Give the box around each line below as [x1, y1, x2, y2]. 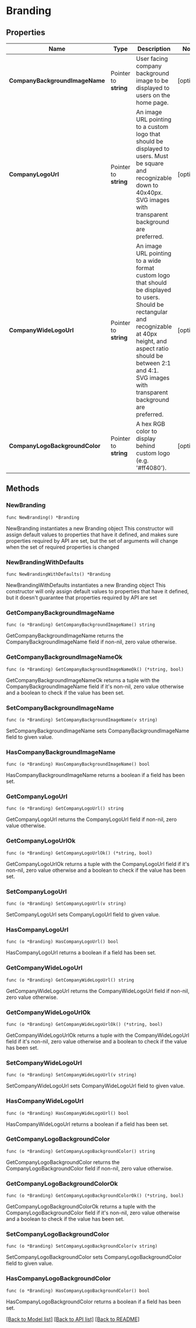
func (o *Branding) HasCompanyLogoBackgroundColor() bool [6, 1288, 150, 1293]
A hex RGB [136, 420, 166, 428]
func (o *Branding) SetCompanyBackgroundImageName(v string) [6, 717, 158, 723]
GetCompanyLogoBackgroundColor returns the [6, 1158, 120, 1166]
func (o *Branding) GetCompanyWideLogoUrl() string [6, 977, 134, 983]
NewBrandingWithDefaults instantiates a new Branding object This [6, 581, 166, 588]
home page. [136, 98, 169, 107]
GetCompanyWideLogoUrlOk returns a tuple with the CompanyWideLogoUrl [6, 1032, 190, 1039]
